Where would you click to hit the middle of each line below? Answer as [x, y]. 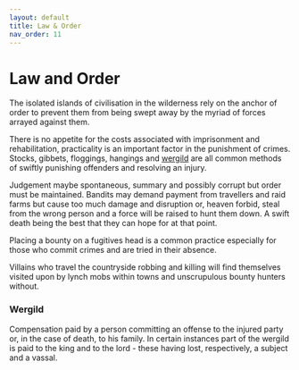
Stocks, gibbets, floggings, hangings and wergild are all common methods [145, 158]
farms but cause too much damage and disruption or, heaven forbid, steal [145, 204]
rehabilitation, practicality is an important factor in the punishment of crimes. [150, 149]
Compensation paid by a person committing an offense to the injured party [146, 329]
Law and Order [65, 78]
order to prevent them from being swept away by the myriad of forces [137, 113]
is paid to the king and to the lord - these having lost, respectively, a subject [149, 348]
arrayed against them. [50, 122]
